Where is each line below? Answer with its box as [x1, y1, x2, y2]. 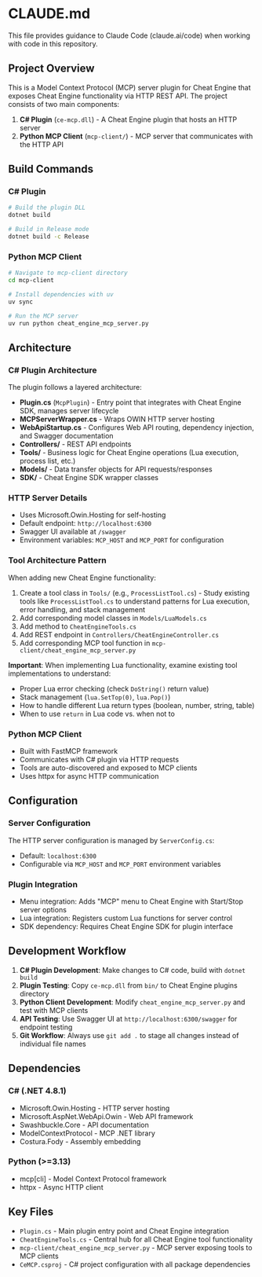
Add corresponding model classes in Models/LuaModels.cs [19, 613, 207, 622]
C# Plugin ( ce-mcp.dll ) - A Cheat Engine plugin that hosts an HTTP [19, 115, 238, 124]
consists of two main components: [8, 99, 120, 108]
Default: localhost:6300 [19, 850, 96, 861]
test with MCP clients [19, 1005, 89, 1015]
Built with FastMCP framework [19, 747, 118, 756]
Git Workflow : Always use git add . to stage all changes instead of [19, 1030, 239, 1040]
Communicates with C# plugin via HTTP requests [19, 755, 179, 765]
